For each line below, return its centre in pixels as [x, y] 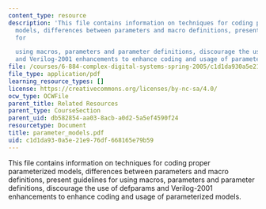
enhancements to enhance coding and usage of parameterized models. [125, 196]
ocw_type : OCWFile [38, 96]
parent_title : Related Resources [63, 104]
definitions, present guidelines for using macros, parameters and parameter [131, 180]
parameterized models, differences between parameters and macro [119, 171]
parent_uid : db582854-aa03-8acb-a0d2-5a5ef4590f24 [93, 118]
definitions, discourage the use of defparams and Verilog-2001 [111, 188]
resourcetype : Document [47, 126]
